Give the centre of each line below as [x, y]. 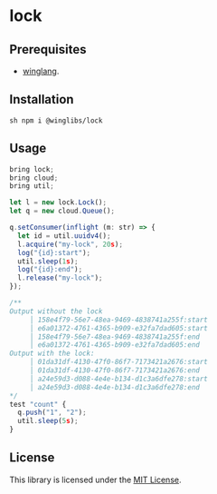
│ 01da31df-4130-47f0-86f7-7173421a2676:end [115, 370]
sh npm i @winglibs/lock [56, 120]
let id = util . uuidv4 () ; [64, 236]
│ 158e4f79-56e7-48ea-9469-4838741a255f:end [115, 337]
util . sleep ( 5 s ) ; [48, 421]
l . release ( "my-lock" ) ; [60, 278]
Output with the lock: [52, 354]
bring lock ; [32, 169]
